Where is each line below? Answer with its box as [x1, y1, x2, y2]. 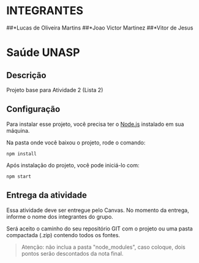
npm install [6, 151, 37, 157]
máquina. [6, 127, 30, 134]
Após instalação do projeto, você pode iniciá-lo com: [6, 161, 140, 169]
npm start [6, 173, 32, 179]
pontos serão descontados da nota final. [21, 249, 124, 257]
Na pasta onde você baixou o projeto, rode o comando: [6, 139, 146, 146]
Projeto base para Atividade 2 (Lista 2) [6, 86, 103, 93]
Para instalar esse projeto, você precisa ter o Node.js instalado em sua [6, 120, 184, 128]
